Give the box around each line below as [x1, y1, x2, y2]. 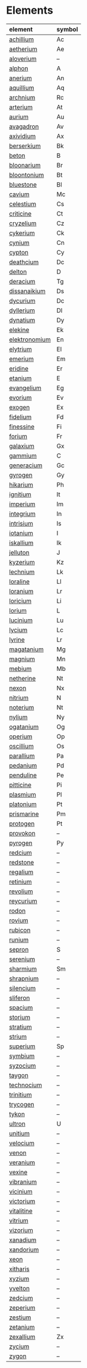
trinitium [9, 1090, 33, 1099]
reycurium [9, 897, 37, 905]
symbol [56, 25, 78, 33]
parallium [9, 751, 36, 760]
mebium [9, 664, 32, 673]
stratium [9, 1022, 33, 1031]
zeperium [9, 1303, 36, 1311]
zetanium [9, 1323, 36, 1331]
